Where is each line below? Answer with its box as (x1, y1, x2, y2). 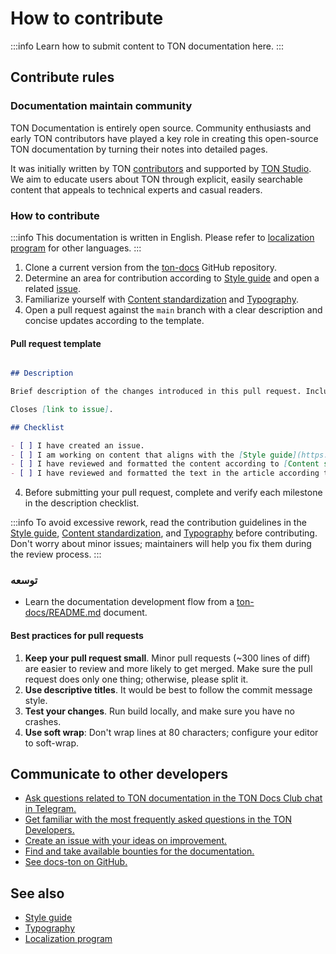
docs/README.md (24, 607, 102, 619)
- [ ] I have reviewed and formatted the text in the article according (10, 468, 320, 479)
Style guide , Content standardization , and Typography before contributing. (10, 527, 318, 539)
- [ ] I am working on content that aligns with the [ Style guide (10, 450, 293, 460)
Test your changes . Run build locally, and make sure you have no (24, 705, 296, 717)
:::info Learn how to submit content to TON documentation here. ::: (10, 40, 285, 52)
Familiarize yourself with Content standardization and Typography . (24, 293, 299, 305)
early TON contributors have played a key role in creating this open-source (10, 132, 319, 144)
